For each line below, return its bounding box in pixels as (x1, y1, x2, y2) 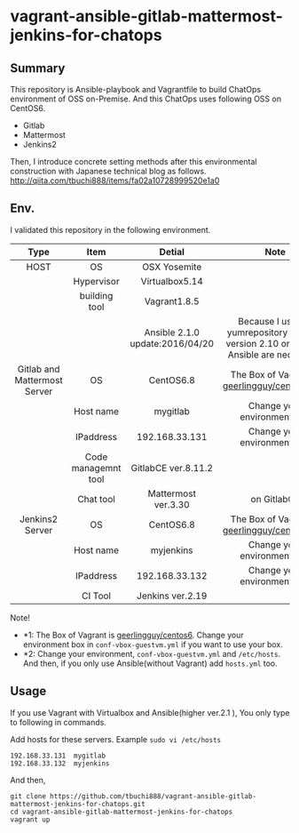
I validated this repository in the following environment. (10, 224, 211, 235)
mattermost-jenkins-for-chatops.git (10, 799, 146, 808)
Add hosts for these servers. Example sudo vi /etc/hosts (10, 733, 221, 744)
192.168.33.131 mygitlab (10, 751, 106, 760)
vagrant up (10, 815, 51, 824)
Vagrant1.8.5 (144, 295, 200, 308)
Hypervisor (73, 275, 120, 287)
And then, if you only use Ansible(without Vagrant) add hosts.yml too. (22, 658, 278, 669)
